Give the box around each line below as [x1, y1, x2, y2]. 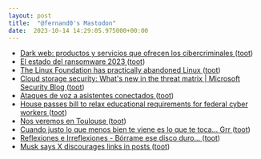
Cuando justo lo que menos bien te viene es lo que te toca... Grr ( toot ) [19, 125, 251, 134]
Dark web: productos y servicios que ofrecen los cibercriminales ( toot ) [19, 49, 254, 58]
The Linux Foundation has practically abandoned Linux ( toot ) [19, 66, 222, 75]
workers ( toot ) [19, 108, 68, 117]
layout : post [8, 11, 52, 20]
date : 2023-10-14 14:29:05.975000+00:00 [8, 26, 149, 34]
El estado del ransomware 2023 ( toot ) [19, 57, 146, 66]
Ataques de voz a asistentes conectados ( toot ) [19, 91, 175, 101]
